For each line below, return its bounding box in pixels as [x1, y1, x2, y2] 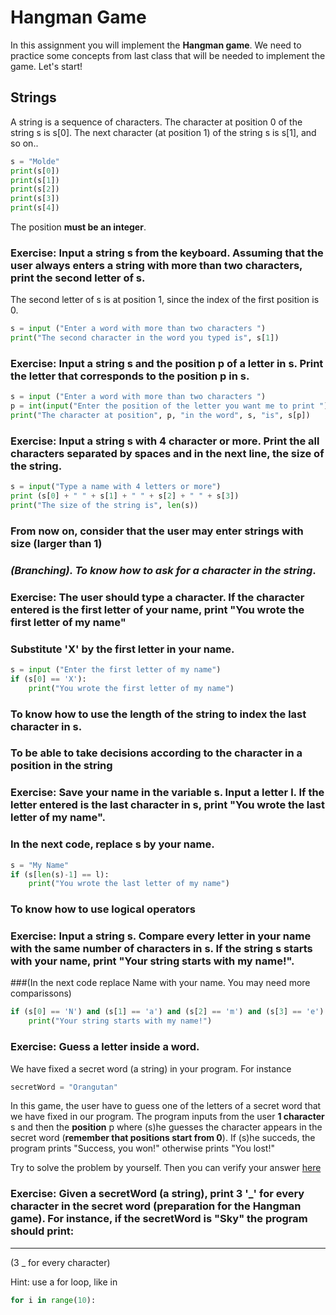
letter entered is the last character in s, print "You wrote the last [10, 798, 325, 812]
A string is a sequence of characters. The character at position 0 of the [10, 116, 303, 128]
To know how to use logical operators [10, 902, 196, 916]
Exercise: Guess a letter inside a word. [10, 1040, 200, 1054]
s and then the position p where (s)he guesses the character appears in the [10, 1121, 323, 1133]
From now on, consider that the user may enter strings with [10, 524, 304, 538]
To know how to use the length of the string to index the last [10, 707, 307, 721]
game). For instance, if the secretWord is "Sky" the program [10, 1212, 308, 1226]
